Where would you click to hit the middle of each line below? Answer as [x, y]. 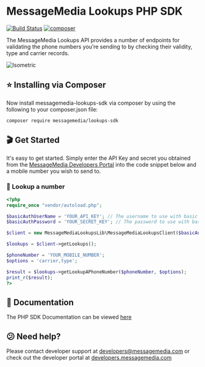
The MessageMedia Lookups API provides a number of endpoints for [93, 40]
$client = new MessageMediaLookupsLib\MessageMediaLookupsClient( [92, 233]
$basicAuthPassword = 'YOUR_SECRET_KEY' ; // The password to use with [98, 222]
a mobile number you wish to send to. [54, 171]
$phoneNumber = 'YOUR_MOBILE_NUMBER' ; [56, 255]
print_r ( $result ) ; [30, 278]
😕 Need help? [34, 336]
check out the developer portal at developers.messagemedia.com [89, 358]
